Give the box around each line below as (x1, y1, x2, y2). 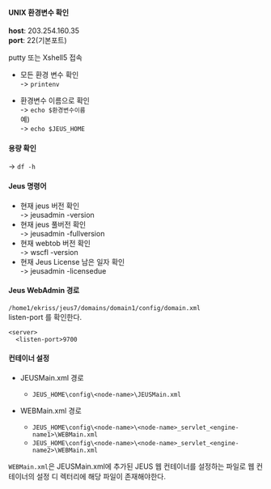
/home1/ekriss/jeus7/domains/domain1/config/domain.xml (8, 304, 201, 312)
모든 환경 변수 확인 (19, 70, 79, 80)
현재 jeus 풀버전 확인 (19, 219, 87, 229)
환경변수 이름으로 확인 (19, 96, 91, 105)
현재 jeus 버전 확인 (19, 201, 80, 210)
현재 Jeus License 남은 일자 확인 (19, 257, 125, 266)
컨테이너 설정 (8, 353, 50, 364)
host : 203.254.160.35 (8, 26, 79, 36)
